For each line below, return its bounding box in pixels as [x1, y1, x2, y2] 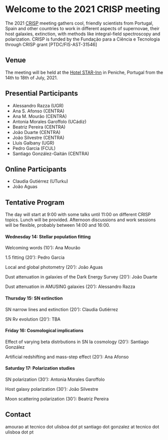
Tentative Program [5, 198, 65, 207]
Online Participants [5, 165, 67, 174]
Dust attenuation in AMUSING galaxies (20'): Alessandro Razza [5, 283, 135, 289]
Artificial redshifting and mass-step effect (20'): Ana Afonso [5, 354, 129, 360]
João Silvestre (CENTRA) [12, 134, 65, 140]
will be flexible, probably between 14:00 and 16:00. [5, 222, 110, 228]
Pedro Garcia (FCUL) [12, 145, 56, 151]
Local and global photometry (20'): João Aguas [5, 264, 103, 270]
